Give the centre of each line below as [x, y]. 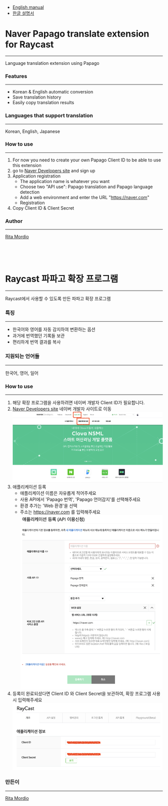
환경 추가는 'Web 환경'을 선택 [48, 505]
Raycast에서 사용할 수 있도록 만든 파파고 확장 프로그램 [58, 299]
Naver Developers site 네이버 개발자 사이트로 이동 [62, 409]
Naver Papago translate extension [77, 34]
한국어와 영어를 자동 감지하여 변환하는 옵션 [54, 329]
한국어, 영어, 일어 [22, 373]
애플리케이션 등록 [29, 487]
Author [14, 221]
